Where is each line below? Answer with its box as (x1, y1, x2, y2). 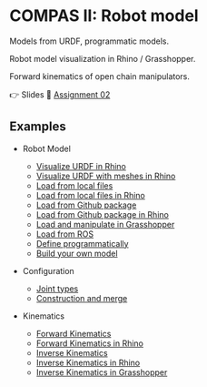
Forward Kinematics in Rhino (35, 338, 143, 349)
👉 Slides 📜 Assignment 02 (9, 88, 111, 100)
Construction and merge (35, 292, 128, 303)
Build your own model (35, 248, 118, 259)
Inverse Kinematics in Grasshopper (35, 366, 168, 378)
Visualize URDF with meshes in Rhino (35, 170, 176, 181)
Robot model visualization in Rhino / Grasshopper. (9, 53, 196, 64)
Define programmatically (35, 238, 129, 249)
